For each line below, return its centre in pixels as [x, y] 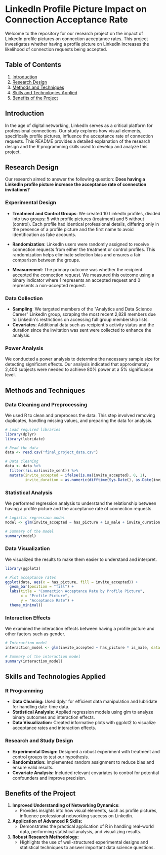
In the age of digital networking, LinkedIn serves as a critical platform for [79, 125]
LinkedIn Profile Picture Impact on [76, 9]
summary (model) [21, 536]
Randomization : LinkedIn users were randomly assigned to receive [81, 244]
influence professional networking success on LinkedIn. [76, 816]
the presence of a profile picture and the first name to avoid [73, 229]
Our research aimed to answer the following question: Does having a [75, 179]
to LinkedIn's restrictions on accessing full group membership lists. [81, 319]
